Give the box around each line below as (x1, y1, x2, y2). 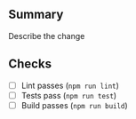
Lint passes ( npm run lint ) (20, 80, 119, 91)
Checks (8, 57, 52, 72)
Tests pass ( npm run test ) (20, 90, 117, 100)
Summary (8, 7, 64, 22)
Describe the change (8, 30, 85, 41)
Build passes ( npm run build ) (20, 99, 128, 110)
